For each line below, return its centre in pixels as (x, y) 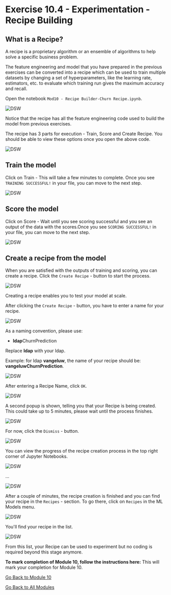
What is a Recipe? (34, 39)
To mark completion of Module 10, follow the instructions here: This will (82, 562)
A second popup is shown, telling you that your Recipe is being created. (81, 406)
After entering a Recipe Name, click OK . (46, 386)
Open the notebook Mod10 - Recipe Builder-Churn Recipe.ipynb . (74, 99)
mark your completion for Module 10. (44, 567)
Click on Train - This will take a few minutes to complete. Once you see (80, 177)
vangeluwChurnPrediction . (34, 366)
